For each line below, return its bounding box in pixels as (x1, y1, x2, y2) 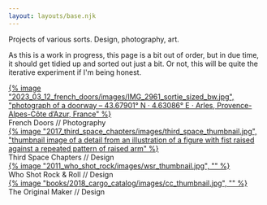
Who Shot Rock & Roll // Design (8, 169, 114, 179)
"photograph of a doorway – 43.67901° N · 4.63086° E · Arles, (8, 100, 216, 110)
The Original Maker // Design (8, 186, 106, 196)
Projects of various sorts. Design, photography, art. (8, 34, 180, 44)
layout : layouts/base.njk (8, 11, 96, 20)
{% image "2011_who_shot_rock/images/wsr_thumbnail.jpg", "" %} (8, 160, 230, 171)
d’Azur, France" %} (48, 109, 112, 119)
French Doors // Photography (8, 117, 106, 127)
